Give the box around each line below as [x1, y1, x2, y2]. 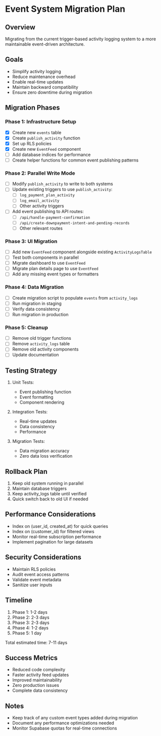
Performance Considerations [5, 510, 96, 518]
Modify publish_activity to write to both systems [12, 181, 113, 187]
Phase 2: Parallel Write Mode [5, 169, 75, 176]
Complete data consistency [12, 687, 68, 693]
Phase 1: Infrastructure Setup [5, 118, 77, 125]
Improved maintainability [12, 677, 62, 683]
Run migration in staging [12, 300, 62, 306]
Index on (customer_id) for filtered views [12, 528, 95, 534]
